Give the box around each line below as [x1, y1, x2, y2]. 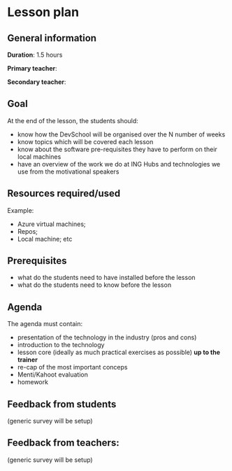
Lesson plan [7, 4, 80, 20]
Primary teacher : [7, 64, 57, 72]
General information [7, 32, 96, 44]
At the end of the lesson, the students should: [7, 116, 138, 125]
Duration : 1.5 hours [7, 50, 63, 59]
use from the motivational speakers [17, 167, 119, 176]
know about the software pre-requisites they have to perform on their [17, 145, 218, 153]
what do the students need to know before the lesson [17, 281, 172, 289]
